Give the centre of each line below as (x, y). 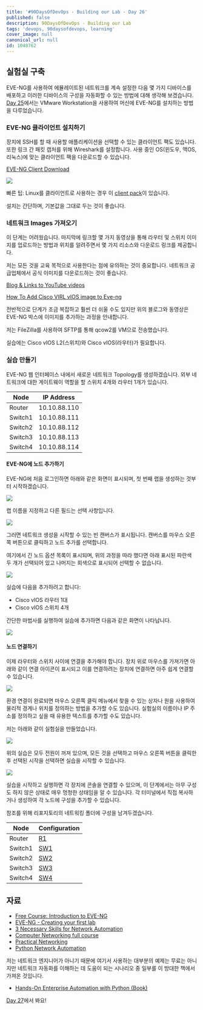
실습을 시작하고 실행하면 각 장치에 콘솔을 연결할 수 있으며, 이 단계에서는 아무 (96, 784)
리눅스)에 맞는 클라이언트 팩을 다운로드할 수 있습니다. (69, 157)
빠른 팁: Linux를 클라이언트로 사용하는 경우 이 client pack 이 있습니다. (88, 193)
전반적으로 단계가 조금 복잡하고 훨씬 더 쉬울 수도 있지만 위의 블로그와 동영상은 (98, 309)
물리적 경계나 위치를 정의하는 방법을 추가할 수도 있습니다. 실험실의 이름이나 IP (98, 708)
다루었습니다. (28, 110)
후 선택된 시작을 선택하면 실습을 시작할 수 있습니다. (66, 760)
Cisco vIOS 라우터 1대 (41, 600)
